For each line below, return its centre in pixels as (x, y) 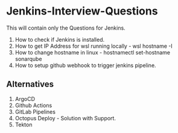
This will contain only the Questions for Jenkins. (66, 28)
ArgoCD (25, 99)
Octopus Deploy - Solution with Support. (65, 118)
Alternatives (30, 84)
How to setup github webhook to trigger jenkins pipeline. (85, 65)
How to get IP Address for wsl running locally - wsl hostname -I (94, 46)
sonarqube (28, 59)
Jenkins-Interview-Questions (82, 11)
